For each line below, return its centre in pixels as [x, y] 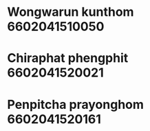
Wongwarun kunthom [71, 12]
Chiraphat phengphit [68, 58]
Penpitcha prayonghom [76, 104]
